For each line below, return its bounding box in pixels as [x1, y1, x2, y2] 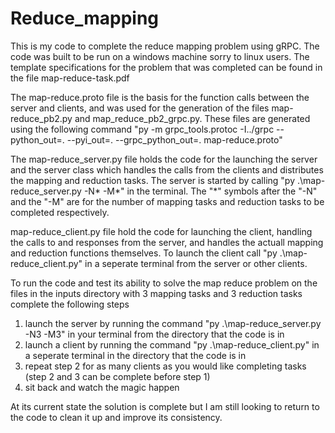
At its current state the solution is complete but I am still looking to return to [10, 400, 320, 412]
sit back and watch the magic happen [24, 381, 180, 393]
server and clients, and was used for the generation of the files [10, 102, 270, 114]
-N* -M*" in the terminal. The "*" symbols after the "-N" [83, 185, 318, 197]
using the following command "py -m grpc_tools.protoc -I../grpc [10, 123, 275, 135]
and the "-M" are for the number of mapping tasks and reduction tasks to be [10, 195, 325, 207]
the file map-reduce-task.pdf [10, 72, 130, 84]
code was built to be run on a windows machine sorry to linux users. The [10, 50, 310, 62]
